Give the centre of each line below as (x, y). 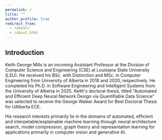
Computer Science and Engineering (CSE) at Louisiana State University (77, 70)
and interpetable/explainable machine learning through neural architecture (81, 121)
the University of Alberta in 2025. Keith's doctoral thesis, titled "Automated (81, 91)
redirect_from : (21, 23)
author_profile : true (27, 19)
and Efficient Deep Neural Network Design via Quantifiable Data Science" (80, 96)
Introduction (25, 53)
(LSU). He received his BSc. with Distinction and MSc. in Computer (73, 75)
